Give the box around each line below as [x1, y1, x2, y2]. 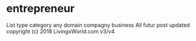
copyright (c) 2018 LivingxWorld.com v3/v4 [6, 27, 115, 34]
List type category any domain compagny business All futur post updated [6, 21, 190, 29]
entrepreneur [6, 2, 75, 15]
